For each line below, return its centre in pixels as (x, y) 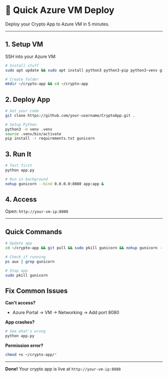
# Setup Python (21, 124)
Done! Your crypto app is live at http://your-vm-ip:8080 (63, 369)
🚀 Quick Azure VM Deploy (60, 10)
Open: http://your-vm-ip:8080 (37, 211)
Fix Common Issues (36, 291)
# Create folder (22, 79)
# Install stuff (22, 65)
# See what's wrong (25, 332)
